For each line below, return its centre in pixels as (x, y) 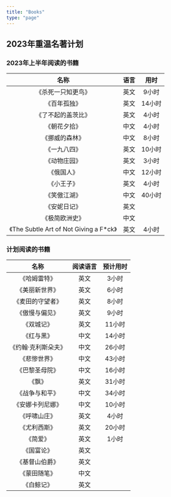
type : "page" (23, 18)
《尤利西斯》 (38, 427)
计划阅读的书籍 (28, 249)
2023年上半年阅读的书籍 (43, 63)
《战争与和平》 (38, 393)
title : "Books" (26, 12)
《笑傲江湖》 (63, 195)
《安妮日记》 (63, 207)
